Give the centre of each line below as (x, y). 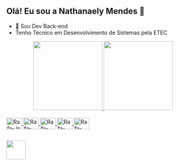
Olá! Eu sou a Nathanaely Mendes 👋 (76, 11)
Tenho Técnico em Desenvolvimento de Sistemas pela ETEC (91, 32)
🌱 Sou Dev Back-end (41, 26)
